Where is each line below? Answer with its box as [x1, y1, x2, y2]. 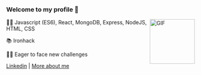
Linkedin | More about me [6, 62, 70, 70]
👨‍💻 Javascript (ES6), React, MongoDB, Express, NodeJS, [6, 19, 147, 26]
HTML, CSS [6, 25, 35, 32]
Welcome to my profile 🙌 [6, 5, 79, 14]
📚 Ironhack [6, 37, 35, 44]
